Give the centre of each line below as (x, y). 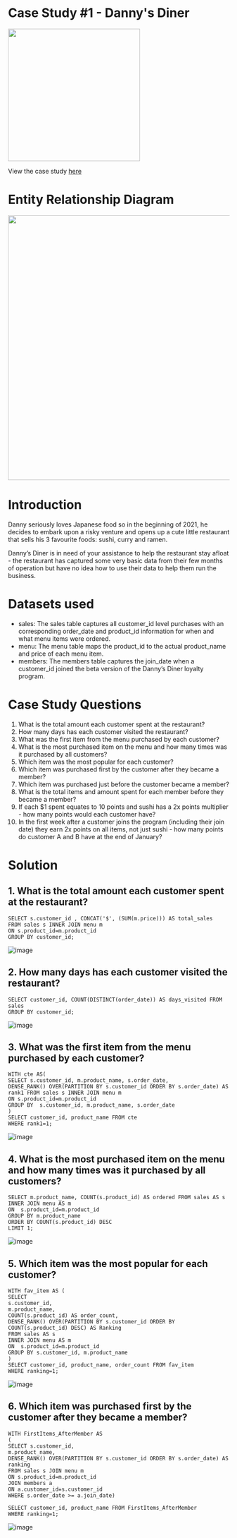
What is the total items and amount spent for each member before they (121, 791)
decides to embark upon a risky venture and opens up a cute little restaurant (119, 531)
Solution (33, 865)
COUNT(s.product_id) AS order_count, (63, 1315)
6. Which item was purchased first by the (100, 1406)
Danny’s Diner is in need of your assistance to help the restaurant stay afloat (118, 553)
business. (22, 575)
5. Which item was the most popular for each (108, 1264)
